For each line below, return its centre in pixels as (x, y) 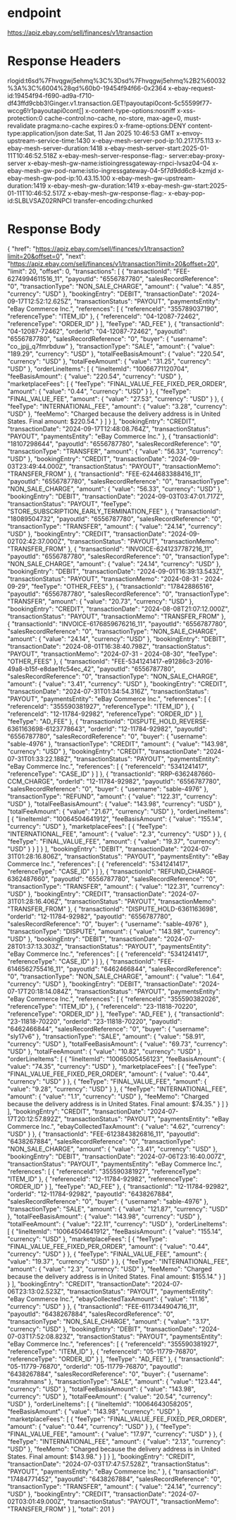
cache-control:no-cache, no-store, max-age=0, (114, 118)
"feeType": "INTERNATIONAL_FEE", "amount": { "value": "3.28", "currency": (117, 406)
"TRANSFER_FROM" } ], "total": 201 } (61, 1509)
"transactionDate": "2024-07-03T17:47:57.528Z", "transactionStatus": (108, 1464)
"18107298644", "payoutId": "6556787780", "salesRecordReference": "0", (114, 443)
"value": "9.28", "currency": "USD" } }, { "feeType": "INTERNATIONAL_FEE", (117, 1089)
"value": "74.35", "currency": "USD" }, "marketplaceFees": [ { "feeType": (112, 1066)
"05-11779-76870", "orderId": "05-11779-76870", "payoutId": (95, 1366)
